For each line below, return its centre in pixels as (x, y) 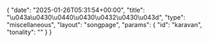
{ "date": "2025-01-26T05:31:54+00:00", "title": (76, 10)
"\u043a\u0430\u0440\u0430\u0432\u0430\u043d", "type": (96, 17)
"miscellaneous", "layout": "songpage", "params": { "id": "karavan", (104, 25)
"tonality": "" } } (29, 32)
